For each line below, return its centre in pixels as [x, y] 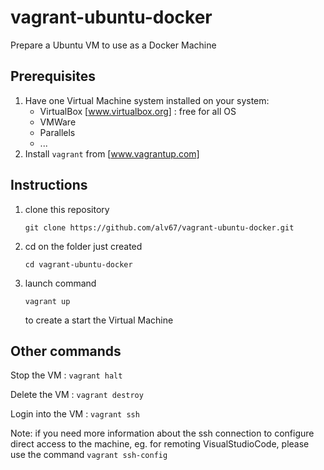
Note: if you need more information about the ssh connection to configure [162, 433]
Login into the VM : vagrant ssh [75, 414]
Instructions [49, 185]
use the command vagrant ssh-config [89, 455]
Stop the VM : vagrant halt [66, 375]
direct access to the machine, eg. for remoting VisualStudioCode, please [160, 444]
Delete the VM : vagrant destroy [77, 395]
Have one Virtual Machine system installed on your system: [147, 100]
